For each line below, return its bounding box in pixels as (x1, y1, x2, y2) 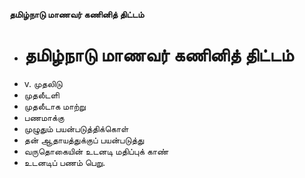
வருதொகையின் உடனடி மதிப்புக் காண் (23, 145, 169, 157)
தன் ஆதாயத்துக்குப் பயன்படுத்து (23, 134, 145, 146)
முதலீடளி (23, 89, 60, 101)
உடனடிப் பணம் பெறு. (23, 156, 106, 168)
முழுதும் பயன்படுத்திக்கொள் (23, 122, 129, 134)
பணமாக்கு (23, 111, 65, 123)
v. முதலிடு (23, 77, 63, 89)
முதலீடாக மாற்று (23, 100, 86, 112)
